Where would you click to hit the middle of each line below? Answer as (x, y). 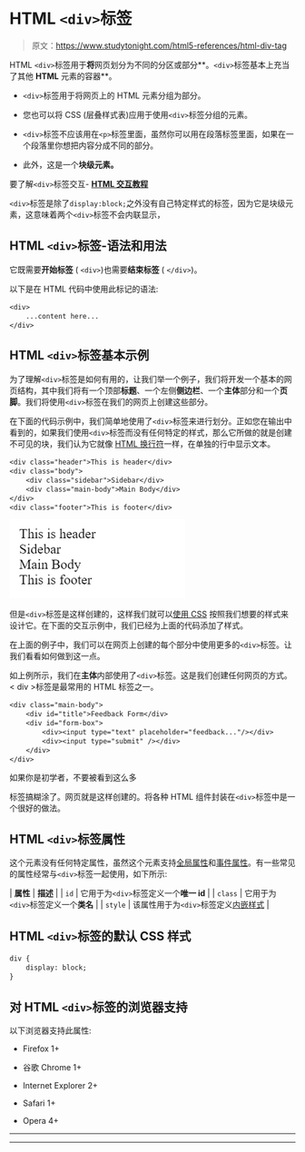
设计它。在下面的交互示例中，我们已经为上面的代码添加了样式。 (128, 625)
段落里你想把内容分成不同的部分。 (94, 145)
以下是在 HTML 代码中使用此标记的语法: (84, 289)
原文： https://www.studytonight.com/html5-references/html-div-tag (159, 45)
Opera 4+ (40, 1121)
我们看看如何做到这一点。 (57, 655)
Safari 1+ (39, 1103)
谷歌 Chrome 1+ (52, 1067)
